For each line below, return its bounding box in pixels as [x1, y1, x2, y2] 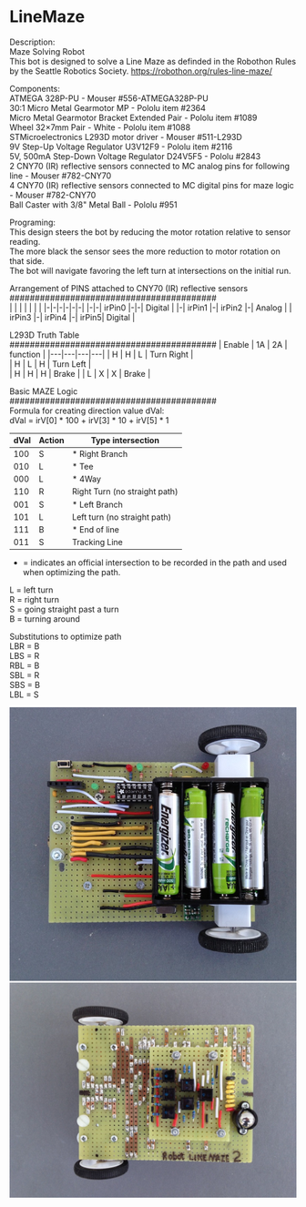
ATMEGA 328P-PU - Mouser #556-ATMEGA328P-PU [9, 93, 209, 104]
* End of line [71, 524, 120, 535]
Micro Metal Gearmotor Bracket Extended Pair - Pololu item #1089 [9, 112, 258, 123]
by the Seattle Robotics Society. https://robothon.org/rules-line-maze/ [9, 66, 273, 76]
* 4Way [71, 473, 102, 484]
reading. [9, 236, 41, 247]
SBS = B [9, 679, 41, 690]
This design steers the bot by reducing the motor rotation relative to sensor [9, 226, 291, 238]
